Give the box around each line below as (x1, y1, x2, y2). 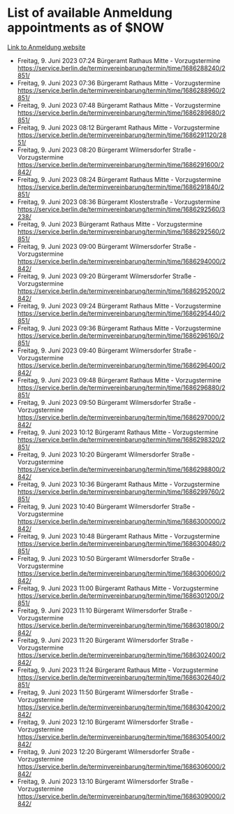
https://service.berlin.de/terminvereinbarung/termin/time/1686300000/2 (17, 517, 226, 525)
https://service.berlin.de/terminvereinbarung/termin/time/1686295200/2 (17, 287, 226, 295)
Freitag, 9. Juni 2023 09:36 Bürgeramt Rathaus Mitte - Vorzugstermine (17, 324, 221, 332)
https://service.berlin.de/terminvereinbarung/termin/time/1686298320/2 (17, 435, 226, 443)
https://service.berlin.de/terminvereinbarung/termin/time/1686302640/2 (17, 673, 226, 681)
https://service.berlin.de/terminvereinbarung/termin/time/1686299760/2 (17, 487, 226, 496)
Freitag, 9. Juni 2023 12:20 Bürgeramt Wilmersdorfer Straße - (17, 747, 195, 756)
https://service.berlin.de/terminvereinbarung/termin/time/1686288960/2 (17, 86, 226, 94)
